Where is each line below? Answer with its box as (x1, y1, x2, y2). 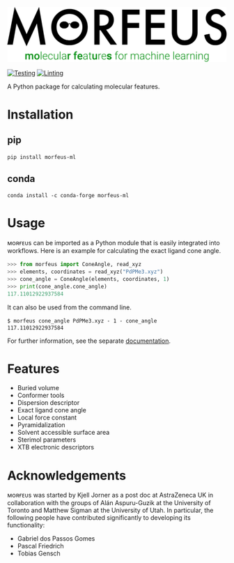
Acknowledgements (7, 468, 127, 484)
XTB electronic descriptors (17, 443, 95, 452)
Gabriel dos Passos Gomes (17, 534, 95, 543)
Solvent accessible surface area (17, 429, 110, 437)
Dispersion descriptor (17, 399, 80, 407)
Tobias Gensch (17, 549, 61, 557)
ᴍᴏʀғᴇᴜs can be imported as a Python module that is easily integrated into (7, 239, 221, 247)
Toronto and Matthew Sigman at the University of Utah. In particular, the (7, 506, 214, 515)
